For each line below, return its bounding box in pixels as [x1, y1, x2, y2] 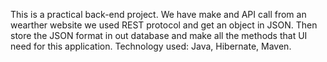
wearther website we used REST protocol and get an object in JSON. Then [10, 19, 318, 31]
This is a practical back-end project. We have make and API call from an [10, 9, 307, 20]
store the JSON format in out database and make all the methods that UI [10, 30, 308, 41]
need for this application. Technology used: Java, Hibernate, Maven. [10, 40, 292, 52]
